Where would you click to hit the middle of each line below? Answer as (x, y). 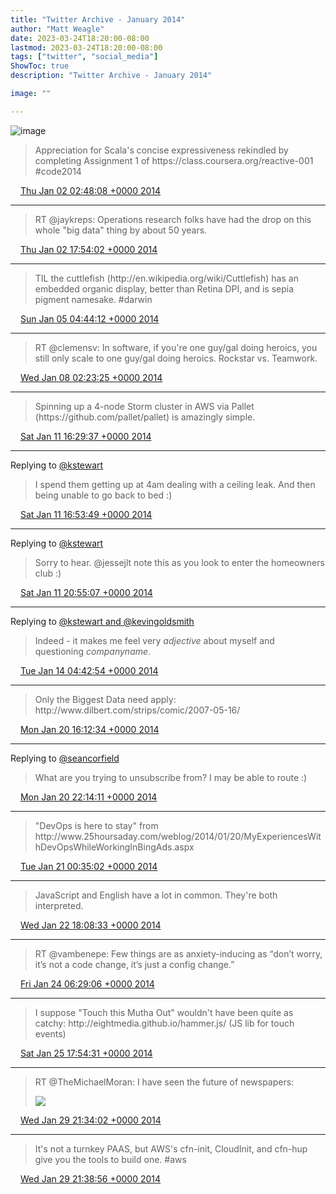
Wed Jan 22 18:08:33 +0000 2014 (90, 925)
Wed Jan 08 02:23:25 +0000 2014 (91, 377)
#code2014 (58, 171)
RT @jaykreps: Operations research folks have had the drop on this (173, 219)
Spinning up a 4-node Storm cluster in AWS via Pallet (144, 406)
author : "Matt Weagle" (57, 29)
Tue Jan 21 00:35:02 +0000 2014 (88, 866)
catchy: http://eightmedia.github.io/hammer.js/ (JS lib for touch (164, 1023)
